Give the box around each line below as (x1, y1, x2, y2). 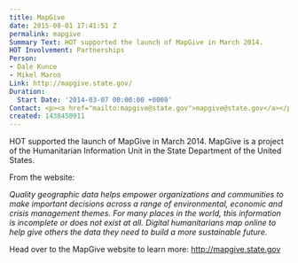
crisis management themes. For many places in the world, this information (9, 208, 282, 219)
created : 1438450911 (9, 112, 86, 120)
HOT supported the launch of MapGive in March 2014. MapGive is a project (9, 136, 284, 147)
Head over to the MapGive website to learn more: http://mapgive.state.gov (9, 244, 281, 255)
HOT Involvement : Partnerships (9, 46, 125, 55)
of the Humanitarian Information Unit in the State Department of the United (9, 145, 282, 156)
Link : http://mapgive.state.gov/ (9, 79, 133, 88)
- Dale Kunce (9, 63, 58, 72)
